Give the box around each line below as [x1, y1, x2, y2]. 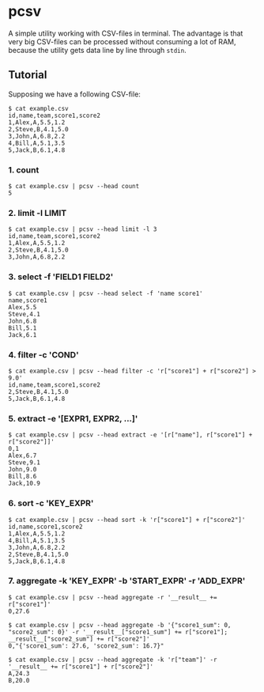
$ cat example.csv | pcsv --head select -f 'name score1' [8, 289, 203, 297]
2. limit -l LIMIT [8, 207, 67, 218]
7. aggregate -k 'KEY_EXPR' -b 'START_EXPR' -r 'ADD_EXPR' [8, 576, 246, 587]
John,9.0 [8, 466, 37, 474]
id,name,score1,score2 [8, 523, 83, 531]
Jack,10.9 [8, 479, 41, 488]
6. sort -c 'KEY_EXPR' [8, 497, 94, 509]
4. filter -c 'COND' [8, 349, 79, 360]
